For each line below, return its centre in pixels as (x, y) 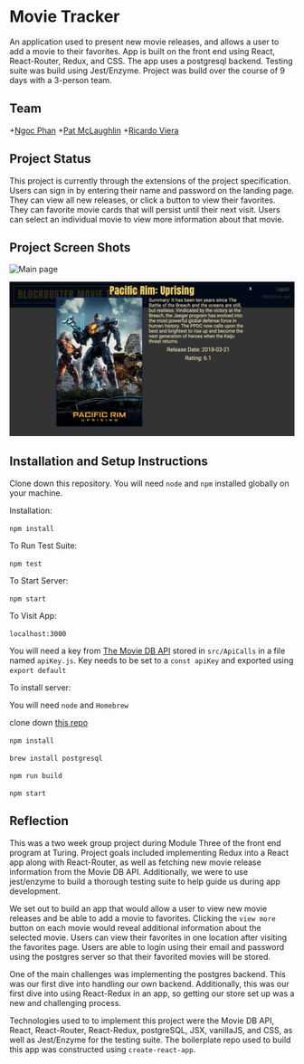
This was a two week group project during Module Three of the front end (146, 842)
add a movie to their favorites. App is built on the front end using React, (142, 51)
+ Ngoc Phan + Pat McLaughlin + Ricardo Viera (94, 130)
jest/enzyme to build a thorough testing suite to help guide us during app (145, 881)
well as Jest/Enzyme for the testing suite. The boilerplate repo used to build (150, 1040)
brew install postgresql (56, 758)
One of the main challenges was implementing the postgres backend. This (148, 974)
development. (35, 891)
